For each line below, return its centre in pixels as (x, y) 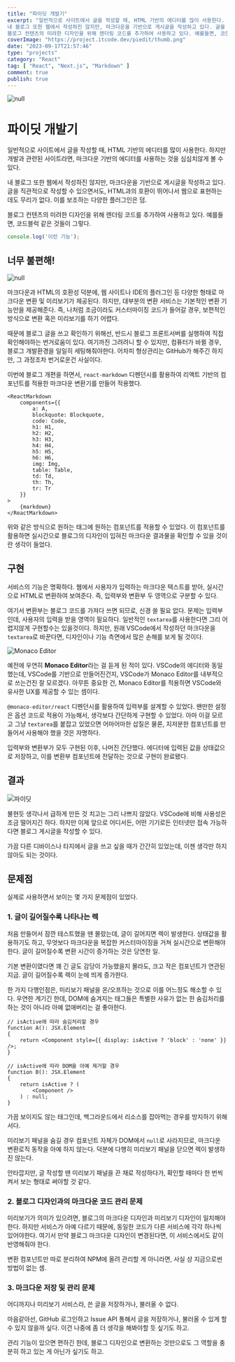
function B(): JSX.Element (47, 1072)
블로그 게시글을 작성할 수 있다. (61, 831)
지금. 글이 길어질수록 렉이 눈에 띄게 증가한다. (68, 975)
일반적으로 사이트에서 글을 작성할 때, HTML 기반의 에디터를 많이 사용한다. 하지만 (116, 150)
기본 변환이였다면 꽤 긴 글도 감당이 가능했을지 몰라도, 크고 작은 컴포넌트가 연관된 (116, 966)
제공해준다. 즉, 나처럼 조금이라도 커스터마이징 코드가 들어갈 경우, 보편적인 (126, 310)
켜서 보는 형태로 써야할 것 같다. (49, 1181)
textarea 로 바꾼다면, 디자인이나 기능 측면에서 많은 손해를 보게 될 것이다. (106, 637)
